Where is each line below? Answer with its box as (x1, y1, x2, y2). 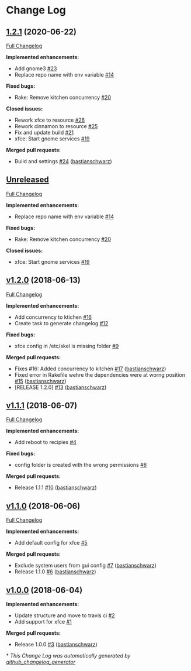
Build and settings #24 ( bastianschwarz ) (14, 158, 112, 164)
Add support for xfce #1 (14, 618, 72, 625)
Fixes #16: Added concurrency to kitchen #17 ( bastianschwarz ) (14, 365, 166, 372)
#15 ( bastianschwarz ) (14, 377, 67, 384)
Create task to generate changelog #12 (14, 319, 109, 326)
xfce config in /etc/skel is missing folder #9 (14, 342, 119, 349)
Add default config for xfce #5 (14, 539, 88, 546)
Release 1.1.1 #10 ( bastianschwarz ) (14, 484, 98, 491)
